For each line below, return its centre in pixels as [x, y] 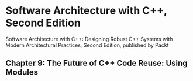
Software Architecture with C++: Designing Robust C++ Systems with [89, 39]
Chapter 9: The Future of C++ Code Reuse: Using [96, 63]
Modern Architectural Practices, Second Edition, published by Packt [87, 45]
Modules [22, 73]
